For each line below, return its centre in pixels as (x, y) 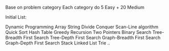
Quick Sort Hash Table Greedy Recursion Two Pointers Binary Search (78, 32)
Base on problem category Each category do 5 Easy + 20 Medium (75, 7)
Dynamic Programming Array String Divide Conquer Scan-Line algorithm (82, 27)
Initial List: (16, 17)
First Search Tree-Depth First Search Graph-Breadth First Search (92, 38)
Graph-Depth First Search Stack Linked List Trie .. (58, 43)
